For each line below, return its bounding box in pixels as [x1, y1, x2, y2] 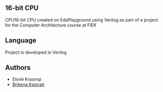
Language [5, 36, 37, 45]
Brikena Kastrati [12, 82, 45, 88]
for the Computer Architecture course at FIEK [5, 22, 97, 28]
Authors [5, 64, 31, 72]
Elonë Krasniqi [12, 76, 42, 82]
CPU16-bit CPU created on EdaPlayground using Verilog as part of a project [5, 17, 159, 23]
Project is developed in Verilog [5, 49, 67, 55]
